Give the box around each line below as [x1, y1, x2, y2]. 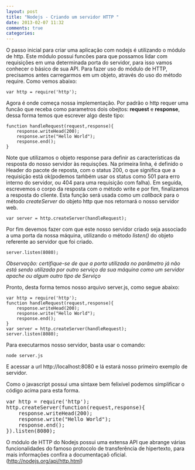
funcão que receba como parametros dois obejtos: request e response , [6, 106, 180, 113]
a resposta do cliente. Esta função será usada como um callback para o [6, 192, 180, 199]
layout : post [6, 8, 38, 15]
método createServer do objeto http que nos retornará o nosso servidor [6, 198, 180, 205]
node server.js [6, 353, 43, 359]
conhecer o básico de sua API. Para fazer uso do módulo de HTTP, [6, 65, 168, 72]
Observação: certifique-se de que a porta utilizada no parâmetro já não [6, 260, 180, 267]
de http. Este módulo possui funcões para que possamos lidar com [6, 53, 168, 60]
